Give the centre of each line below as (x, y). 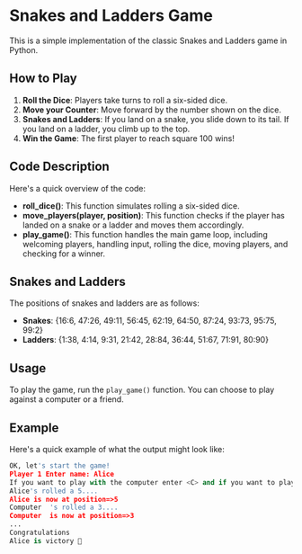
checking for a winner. (64, 254)
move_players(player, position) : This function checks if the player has (153, 215)
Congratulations (40, 532)
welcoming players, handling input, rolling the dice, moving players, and (155, 244)
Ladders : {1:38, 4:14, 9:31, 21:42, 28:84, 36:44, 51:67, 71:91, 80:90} (146, 340)
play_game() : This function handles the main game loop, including (145, 234)
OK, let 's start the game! (60, 466)
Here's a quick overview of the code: (78, 188)
